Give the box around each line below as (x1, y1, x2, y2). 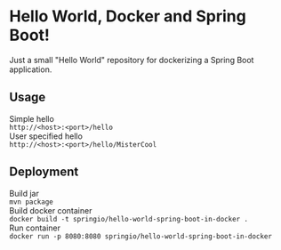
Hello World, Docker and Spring (9, 6, 246, 27)
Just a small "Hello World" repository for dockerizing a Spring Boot (9, 54, 254, 65)
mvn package (9, 198, 53, 206)
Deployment (9, 165, 79, 180)
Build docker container (9, 205, 92, 215)
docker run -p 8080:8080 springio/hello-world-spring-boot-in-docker (9, 231, 273, 241)
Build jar (9, 188, 40, 198)
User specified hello (9, 131, 83, 141)
